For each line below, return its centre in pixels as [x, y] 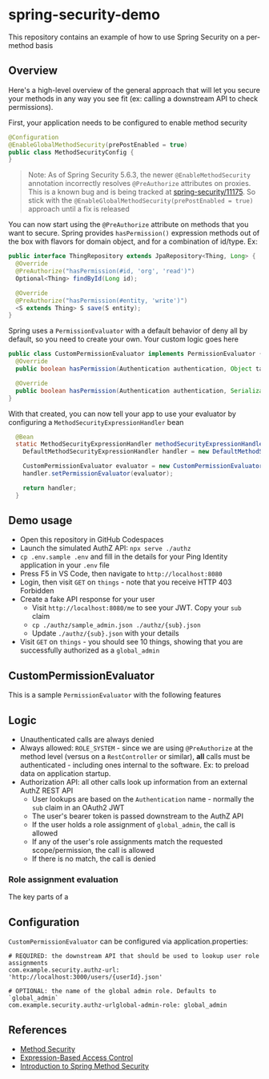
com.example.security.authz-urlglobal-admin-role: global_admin [118, 1005]
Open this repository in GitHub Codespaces [92, 539]
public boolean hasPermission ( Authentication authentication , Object [134, 369]
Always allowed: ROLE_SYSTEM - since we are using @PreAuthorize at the [137, 748]
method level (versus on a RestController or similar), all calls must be [135, 757]
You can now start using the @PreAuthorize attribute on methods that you [128, 224]
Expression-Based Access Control [76, 1057]
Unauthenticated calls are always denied [87, 740]
